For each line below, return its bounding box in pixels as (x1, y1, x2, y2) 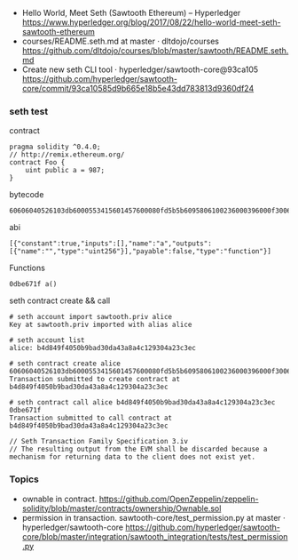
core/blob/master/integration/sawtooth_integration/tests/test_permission (21, 531, 288, 541)
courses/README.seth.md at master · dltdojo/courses (21, 36, 220, 46)
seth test (9, 105, 49, 117)
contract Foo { (9, 158, 66, 167)
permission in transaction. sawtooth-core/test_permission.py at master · (21, 512, 286, 523)
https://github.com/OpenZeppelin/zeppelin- (98, 493, 259, 504)
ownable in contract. (21, 493, 98, 504)
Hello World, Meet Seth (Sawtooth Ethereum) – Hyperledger (21, 8, 241, 18)
